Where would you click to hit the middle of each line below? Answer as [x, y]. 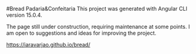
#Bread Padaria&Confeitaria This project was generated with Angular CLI [97, 9]
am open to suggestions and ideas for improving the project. [81, 33]
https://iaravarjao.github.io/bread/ [48, 45]
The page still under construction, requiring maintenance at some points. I [98, 27]
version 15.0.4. [24, 15]
